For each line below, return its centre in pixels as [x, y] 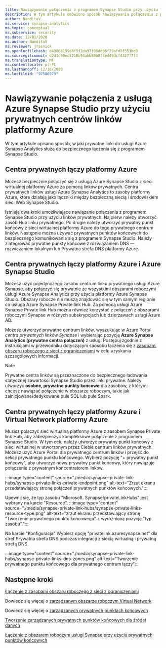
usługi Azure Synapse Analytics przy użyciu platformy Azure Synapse [76, 294]
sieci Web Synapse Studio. [32, 202]
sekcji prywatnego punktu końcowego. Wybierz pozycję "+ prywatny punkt [82, 457]
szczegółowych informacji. [32, 356]
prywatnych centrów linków [64, 119]
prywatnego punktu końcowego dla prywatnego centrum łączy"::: [72, 564]
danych [13, 625]
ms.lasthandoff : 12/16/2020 [34, 70]
